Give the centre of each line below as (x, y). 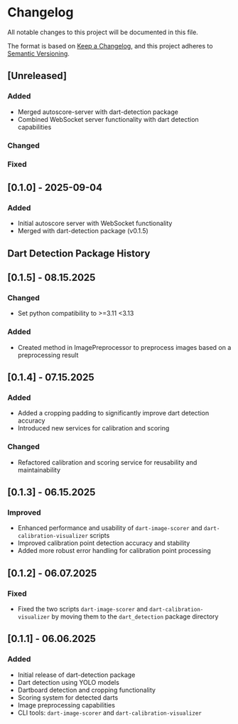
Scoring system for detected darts (68, 697)
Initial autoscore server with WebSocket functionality (95, 223)
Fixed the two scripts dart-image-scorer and (82, 609)
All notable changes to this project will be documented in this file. (103, 32)
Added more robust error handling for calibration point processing (114, 551)
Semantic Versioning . (38, 53)
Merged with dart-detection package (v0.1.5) (83, 231)
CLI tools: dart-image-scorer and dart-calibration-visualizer (110, 713)
